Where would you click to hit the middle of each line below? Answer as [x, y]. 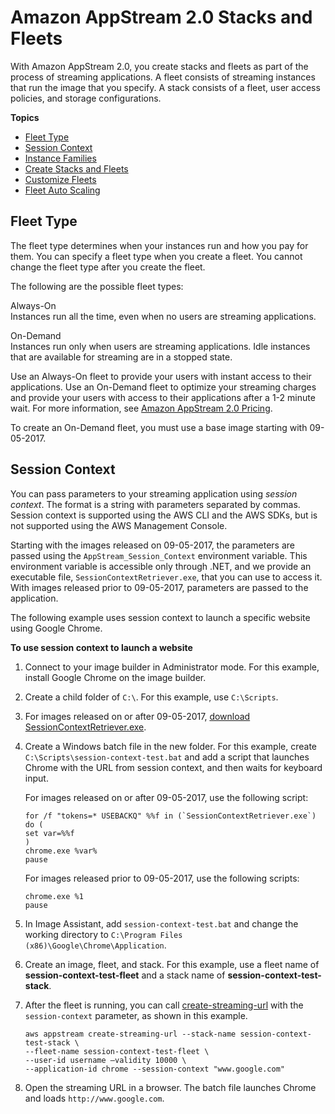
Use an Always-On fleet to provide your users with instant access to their [161, 376]
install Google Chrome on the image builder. [115, 677]
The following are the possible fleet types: [97, 286]
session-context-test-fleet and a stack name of [125, 975]
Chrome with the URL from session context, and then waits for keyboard [173, 767]
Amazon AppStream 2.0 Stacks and [161, 17]
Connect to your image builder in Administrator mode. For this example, [172, 667]
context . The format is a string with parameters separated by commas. [155, 504]
